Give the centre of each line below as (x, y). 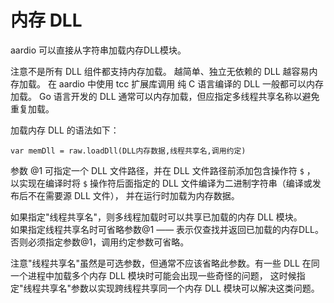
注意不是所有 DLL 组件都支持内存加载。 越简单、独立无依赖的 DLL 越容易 (160, 71)
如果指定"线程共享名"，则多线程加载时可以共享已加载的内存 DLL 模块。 (156, 217)
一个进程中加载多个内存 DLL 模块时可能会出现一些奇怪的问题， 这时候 (153, 275)
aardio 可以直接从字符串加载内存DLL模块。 (98, 50)
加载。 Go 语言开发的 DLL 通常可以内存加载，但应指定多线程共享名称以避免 (165, 96)
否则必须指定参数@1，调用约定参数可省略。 (100, 242)
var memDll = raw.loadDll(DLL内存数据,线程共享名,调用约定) (128, 151)
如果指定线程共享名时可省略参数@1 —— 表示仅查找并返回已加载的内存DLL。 (167, 229)
